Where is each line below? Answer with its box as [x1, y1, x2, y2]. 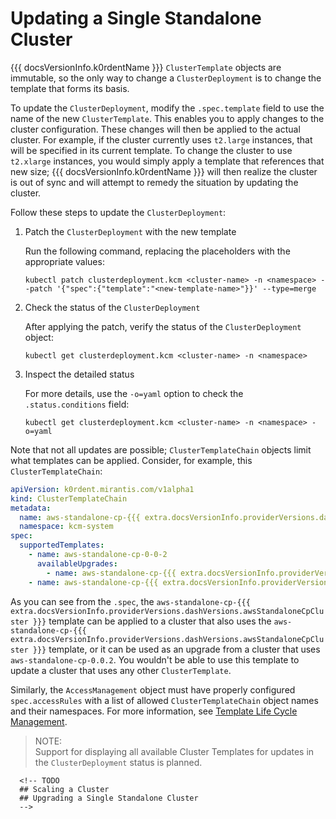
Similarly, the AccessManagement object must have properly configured [10, 683, 296, 696]
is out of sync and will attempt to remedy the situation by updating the [10, 176, 299, 188]
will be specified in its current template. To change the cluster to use [10, 144, 293, 156]
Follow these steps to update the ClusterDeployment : [10, 206, 227, 218]
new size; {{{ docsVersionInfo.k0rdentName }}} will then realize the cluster [10, 165, 318, 177]
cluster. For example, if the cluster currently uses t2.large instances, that [10, 133, 313, 146]
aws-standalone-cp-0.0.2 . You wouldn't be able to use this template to [10, 653, 300, 666]
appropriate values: [24, 255, 105, 267]
